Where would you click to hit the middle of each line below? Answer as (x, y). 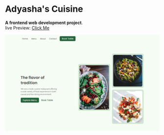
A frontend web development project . (44, 23)
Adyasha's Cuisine (44, 9)
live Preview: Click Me (27, 27)
